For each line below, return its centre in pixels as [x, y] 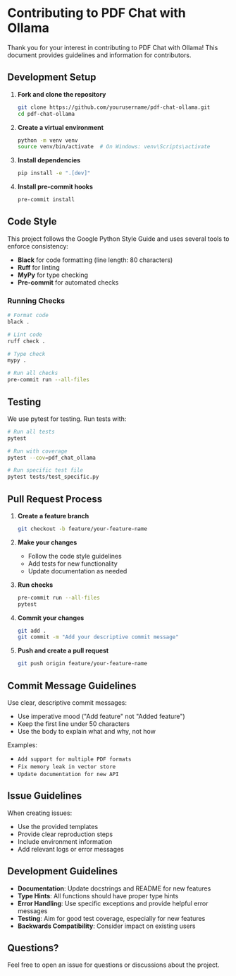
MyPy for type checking [53, 275]
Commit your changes [51, 618]
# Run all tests [31, 432]
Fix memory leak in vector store [67, 767]
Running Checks [36, 300]
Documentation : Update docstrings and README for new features [114, 888]
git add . [32, 631]
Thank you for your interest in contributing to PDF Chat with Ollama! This [113, 47]
